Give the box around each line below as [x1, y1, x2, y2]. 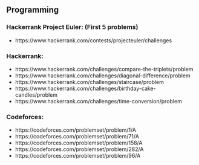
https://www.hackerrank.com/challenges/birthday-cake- [15, 85, 156, 92]
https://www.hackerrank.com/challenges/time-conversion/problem [15, 97, 183, 105]
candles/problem [15, 91, 58, 99]
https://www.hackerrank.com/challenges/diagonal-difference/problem [15, 72, 191, 79]
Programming [6, 5, 59, 15]
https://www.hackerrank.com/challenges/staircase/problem [15, 78, 165, 85]
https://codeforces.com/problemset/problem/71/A [15, 133, 139, 140]
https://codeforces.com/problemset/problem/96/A [15, 152, 141, 160]
